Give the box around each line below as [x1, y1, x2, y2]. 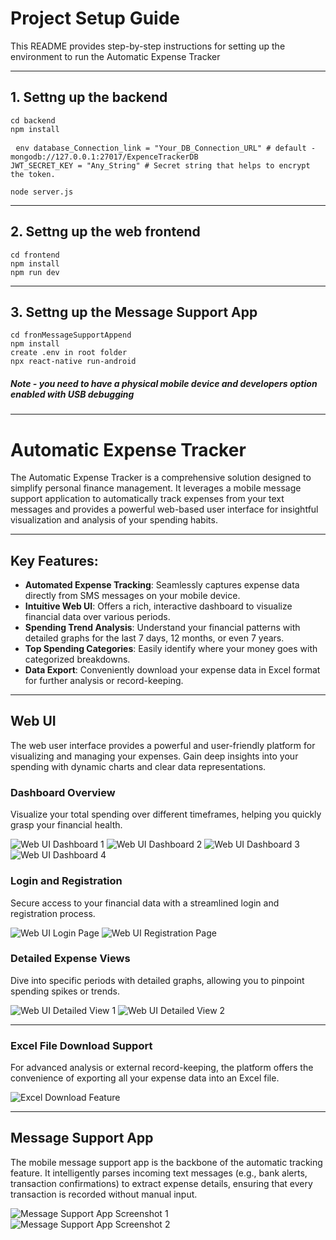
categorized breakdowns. [24, 653, 131, 666]
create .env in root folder [10, 348, 128, 358]
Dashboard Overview [10, 785, 116, 799]
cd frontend [10, 250, 60, 260]
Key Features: [10, 552, 99, 569]
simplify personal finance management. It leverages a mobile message [10, 482, 302, 494]
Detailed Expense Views [10, 952, 131, 966]
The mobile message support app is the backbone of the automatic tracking [10, 1156, 323, 1168]
